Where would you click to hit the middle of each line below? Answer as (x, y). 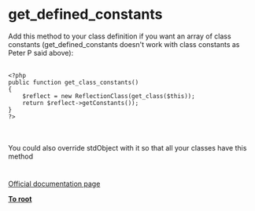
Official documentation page (54, 184)
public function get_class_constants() (74, 82)
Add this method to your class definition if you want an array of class (120, 36)
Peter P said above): (41, 53)
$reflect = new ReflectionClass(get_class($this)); (109, 96)
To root (20, 199)
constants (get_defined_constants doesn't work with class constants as (124, 44)
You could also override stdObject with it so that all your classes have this (128, 147)
